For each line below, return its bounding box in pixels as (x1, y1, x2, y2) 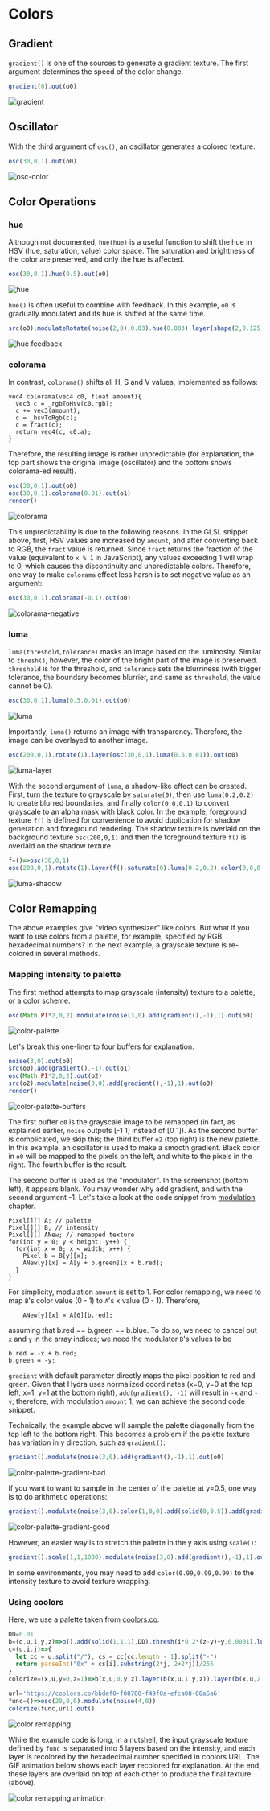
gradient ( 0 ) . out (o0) (8, 82, 78, 90)
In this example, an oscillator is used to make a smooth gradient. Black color (8, 1142, 260, 1152)
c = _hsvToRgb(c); (15, 414, 78, 423)
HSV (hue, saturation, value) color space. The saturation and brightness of (8, 246, 255, 256)
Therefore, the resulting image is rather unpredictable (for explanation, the (8, 449, 255, 459)
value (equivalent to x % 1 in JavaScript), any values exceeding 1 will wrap (8, 552, 254, 562)
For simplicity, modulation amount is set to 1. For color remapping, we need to (8, 1287, 262, 1297)
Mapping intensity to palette (8, 969, 121, 980)
